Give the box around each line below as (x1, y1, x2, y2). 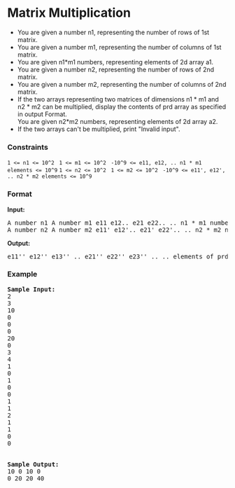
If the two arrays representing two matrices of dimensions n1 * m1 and (17, 95, 219, 103)
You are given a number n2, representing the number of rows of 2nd (17, 65, 215, 74)
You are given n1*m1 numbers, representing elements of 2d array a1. (17, 57, 214, 66)
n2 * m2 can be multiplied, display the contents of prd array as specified (17, 102, 227, 111)
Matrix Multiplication (7, 5, 131, 21)
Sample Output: (7, 460, 59, 468)
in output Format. (17, 110, 68, 118)
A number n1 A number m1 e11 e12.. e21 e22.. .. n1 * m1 (7, 218, 207, 227)
